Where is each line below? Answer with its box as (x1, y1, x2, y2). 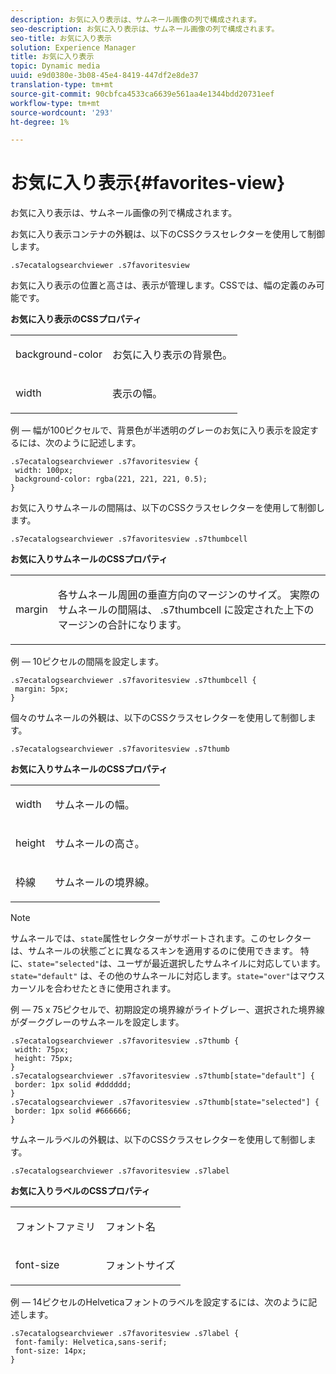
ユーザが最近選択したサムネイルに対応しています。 (116, 957, 326, 970)
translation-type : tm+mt (10, 80, 114, 90)
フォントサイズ (105, 1259, 176, 1273)
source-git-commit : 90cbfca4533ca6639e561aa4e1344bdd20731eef (10, 89, 275, 99)
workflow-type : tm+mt (10, 98, 101, 108)
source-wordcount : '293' (10, 107, 114, 118)
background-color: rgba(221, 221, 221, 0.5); (14, 474, 208, 485)
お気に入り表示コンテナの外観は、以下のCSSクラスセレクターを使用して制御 (10, 228, 325, 240)
